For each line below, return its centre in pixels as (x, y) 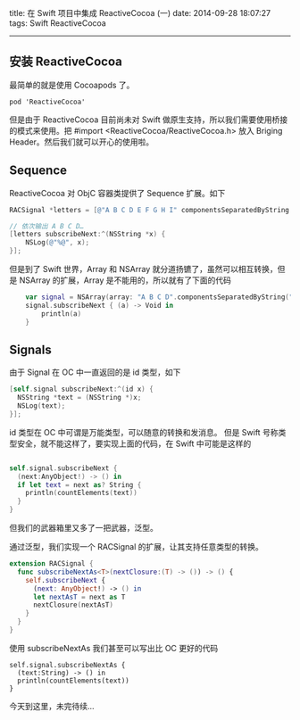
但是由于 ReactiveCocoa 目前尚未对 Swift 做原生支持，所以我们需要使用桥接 (149, 120)
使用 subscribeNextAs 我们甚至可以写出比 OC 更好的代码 (114, 648)
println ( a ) (62, 314)
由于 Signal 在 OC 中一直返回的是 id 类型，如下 (95, 372)
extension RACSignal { (51, 564)
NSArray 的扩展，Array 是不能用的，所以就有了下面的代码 (125, 280)
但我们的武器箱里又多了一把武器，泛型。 (83, 528)
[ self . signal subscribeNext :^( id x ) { (81, 389)
